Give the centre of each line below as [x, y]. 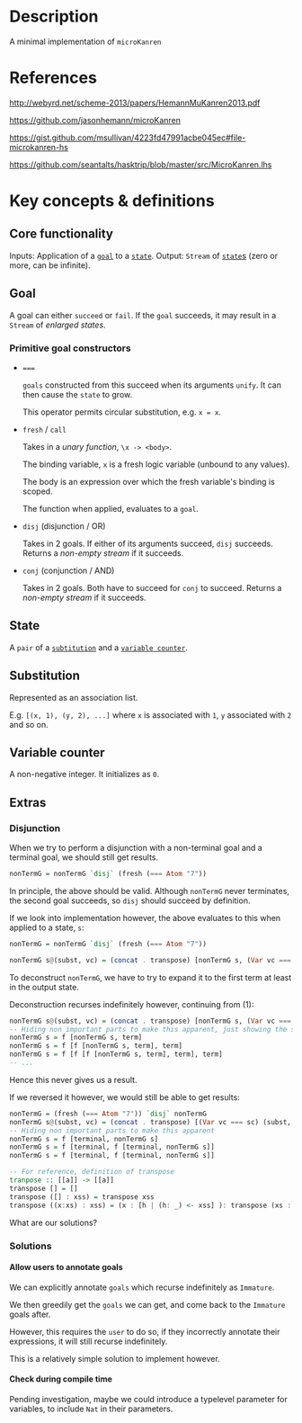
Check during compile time [61, 1379]
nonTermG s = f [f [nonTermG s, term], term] [96, 1046]
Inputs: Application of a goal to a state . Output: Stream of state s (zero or [144, 255]
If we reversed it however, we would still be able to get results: [124, 1097]
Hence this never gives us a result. [73, 1079]
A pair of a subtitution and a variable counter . [99, 647]
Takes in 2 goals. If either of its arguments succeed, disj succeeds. [147, 543]
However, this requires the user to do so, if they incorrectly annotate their [145, 1331]
